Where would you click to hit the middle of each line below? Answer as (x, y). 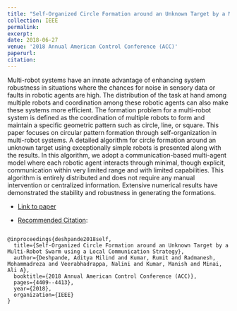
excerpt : (20, 34)
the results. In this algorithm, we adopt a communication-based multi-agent (117, 155)
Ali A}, (19, 270)
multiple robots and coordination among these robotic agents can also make (118, 102)
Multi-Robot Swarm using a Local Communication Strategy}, (96, 252)
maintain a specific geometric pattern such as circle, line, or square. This (113, 125)
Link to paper (37, 206)
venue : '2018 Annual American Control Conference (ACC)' (93, 47)
